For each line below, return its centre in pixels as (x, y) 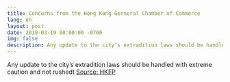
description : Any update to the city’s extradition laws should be (105, 45)
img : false (23, 39)
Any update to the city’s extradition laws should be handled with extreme (110, 65)
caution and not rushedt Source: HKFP (62, 72)
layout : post (26, 26)
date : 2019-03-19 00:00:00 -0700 (55, 32)
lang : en (20, 20)
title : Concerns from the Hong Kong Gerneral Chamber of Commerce (104, 13)
